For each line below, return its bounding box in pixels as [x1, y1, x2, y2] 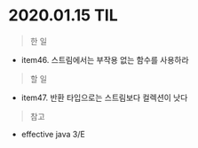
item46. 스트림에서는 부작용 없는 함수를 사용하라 [20, 54, 189, 65]
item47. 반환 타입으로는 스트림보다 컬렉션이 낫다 [20, 92, 188, 103]
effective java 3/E [20, 129, 85, 139]
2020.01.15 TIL [8, 5, 119, 26]
